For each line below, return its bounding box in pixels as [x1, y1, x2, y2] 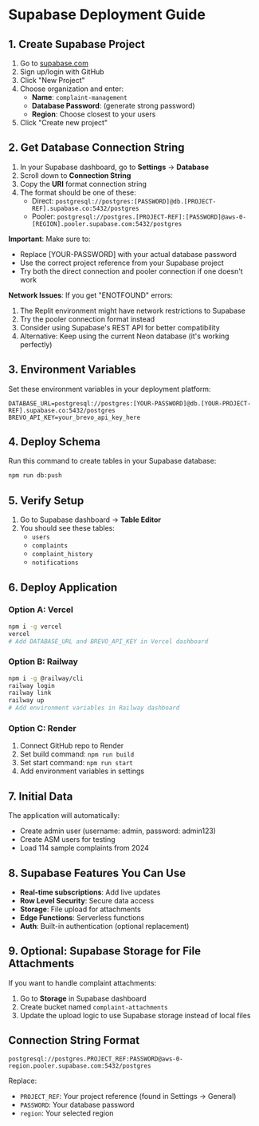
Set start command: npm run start [19, 758, 134, 768]
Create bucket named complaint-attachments [19, 1002, 169, 1011]
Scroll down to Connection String [19, 170, 131, 180]
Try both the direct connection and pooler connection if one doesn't [19, 266, 243, 276]
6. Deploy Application [8, 580, 118, 594]
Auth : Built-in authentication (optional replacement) [19, 922, 190, 931]
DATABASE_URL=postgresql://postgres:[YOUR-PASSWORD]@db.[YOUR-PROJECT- [8, 399, 251, 408]
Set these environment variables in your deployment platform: [8, 384, 211, 393]
